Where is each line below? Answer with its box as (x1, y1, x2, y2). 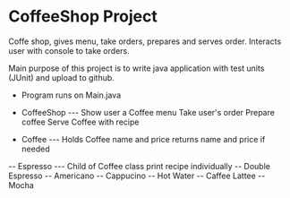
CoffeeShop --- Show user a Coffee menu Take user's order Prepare (21, 107, 275, 117)
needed (21, 143, 50, 154)
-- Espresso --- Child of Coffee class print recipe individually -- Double (8, 160, 270, 171)
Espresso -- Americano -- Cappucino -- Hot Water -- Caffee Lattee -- (8, 170, 266, 181)
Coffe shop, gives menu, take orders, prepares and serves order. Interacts (8, 36, 282, 47)
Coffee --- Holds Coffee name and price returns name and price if (21, 133, 266, 144)
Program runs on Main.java (21, 90, 122, 100)
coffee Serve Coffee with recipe (21, 116, 140, 127)
